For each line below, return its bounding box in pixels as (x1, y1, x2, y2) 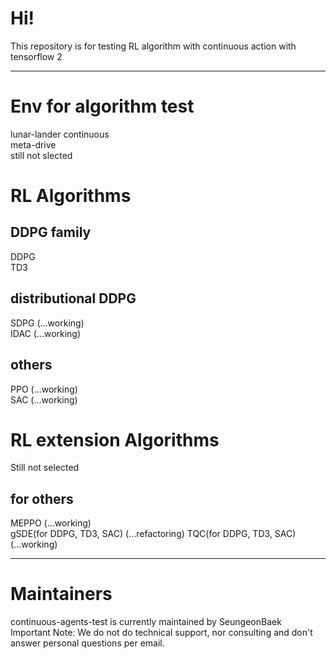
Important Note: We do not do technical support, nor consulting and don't (10, 627, 313, 639)
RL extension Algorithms (10, 428, 220, 451)
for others (10, 490, 74, 507)
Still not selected (10, 462, 80, 474)
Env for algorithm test (10, 95, 195, 118)
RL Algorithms (10, 185, 132, 207)
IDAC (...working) (10, 327, 82, 339)
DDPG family (10, 224, 92, 241)
